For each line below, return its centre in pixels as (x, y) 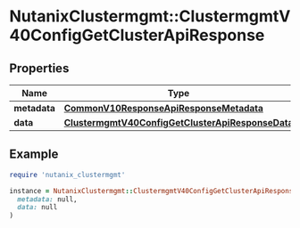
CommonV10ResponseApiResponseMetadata (163, 108)
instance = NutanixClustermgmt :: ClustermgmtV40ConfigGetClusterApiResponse (153, 191)
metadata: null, (47, 199)
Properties (39, 68)
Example (34, 155)
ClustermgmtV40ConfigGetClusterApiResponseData (179, 122)
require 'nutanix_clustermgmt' (67, 175)
